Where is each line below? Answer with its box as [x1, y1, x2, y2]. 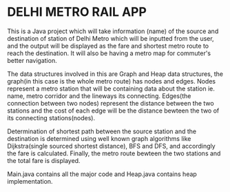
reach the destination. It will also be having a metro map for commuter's [7, 49, 211, 57]
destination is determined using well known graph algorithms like [7, 134, 191, 142]
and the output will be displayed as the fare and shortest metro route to [7, 41, 209, 50]
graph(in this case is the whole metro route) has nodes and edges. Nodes [7, 77, 216, 85]
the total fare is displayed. [7, 156, 81, 164]
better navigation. [7, 56, 57, 64]
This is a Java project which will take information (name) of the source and [7, 27, 219, 35]
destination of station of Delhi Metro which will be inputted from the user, [7, 34, 215, 42]
